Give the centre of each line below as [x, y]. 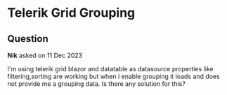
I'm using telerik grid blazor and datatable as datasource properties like [110, 69]
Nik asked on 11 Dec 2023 [45, 55]
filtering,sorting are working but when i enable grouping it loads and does [113, 76]
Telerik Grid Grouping [71, 13]
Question [28, 39]
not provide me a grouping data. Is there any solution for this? [97, 84]
